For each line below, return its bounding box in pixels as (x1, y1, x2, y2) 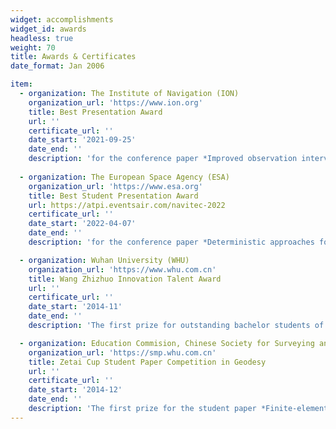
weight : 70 (10, 42, 56, 53)
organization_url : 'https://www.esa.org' (28, 181, 203, 191)
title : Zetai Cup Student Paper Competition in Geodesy (28, 357, 267, 367)
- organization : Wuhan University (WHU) (19, 255, 190, 265)
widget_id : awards (10, 24, 87, 34)
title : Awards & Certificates (10, 52, 137, 62)
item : (10, 79, 33, 90)
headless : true (10, 33, 74, 43)
